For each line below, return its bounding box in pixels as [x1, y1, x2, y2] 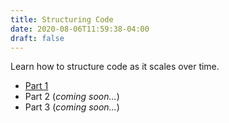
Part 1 [24, 80, 49, 92]
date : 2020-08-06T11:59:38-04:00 [10, 24, 150, 34]
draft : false [10, 33, 65, 43]
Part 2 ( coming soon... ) [24, 91, 120, 103]
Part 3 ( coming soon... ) [24, 101, 120, 113]
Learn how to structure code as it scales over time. [10, 61, 220, 73]
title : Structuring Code [10, 14, 114, 25]
